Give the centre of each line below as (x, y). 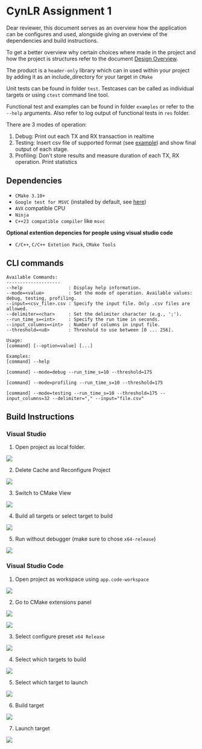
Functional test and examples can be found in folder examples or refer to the (100, 106)
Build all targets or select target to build (64, 516)
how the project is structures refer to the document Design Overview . (92, 58)
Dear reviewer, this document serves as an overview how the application (96, 28)
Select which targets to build (50, 659)
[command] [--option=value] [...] (50, 346)
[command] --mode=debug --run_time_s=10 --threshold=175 (79, 372)
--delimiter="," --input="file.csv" (98, 398)
